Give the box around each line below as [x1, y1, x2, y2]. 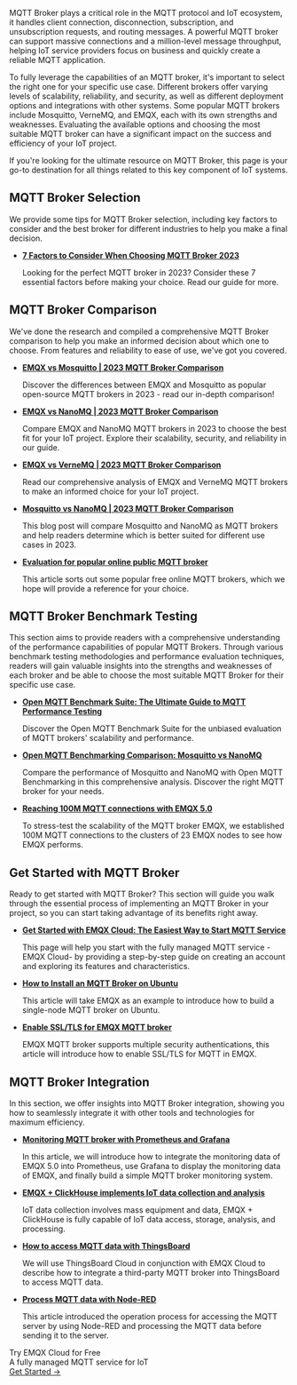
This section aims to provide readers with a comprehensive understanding [9, 633, 281, 643]
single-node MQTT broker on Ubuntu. [21, 1005, 160, 1015]
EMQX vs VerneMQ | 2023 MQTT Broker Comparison [21, 459, 222, 470]
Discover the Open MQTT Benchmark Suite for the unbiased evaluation [21, 723, 282, 734]
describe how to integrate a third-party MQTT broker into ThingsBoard [21, 1268, 280, 1278]
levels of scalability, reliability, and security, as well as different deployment [9, 91, 284, 101]
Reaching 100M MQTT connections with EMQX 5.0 [21, 803, 213, 814]
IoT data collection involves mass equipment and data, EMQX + [21, 1205, 254, 1215]
